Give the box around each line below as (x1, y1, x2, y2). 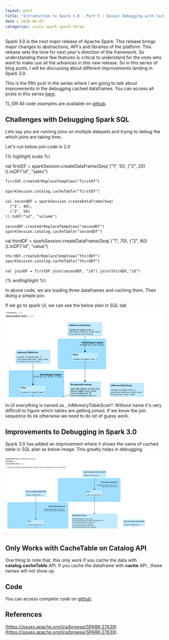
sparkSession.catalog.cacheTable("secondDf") (5, 229, 102, 234)
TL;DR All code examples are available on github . (5, 101, 107, 107)
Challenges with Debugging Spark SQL (5, 115, 130, 124)
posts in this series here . (5, 91, 56, 97)
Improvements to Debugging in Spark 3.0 (5, 427, 137, 436)
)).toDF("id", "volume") (5, 214, 57, 219)
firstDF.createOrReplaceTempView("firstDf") (5, 179, 100, 184)
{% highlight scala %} (5, 153, 50, 159)
